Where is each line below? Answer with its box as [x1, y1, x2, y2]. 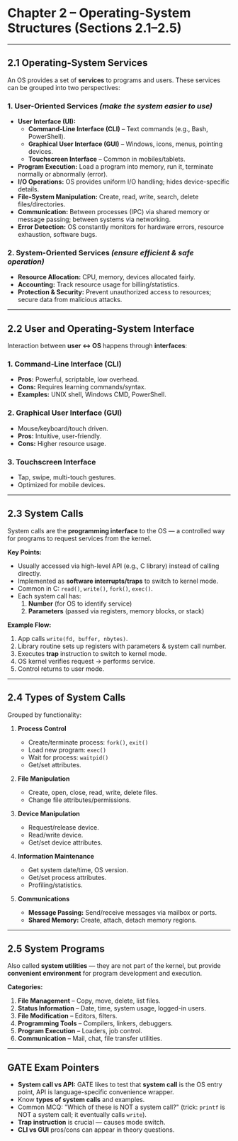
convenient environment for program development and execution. [7, 969, 203, 978]
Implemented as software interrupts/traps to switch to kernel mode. [17, 577, 219, 585]
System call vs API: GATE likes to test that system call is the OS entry [17, 1080, 223, 1089]
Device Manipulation [17, 809, 80, 818]
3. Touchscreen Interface [7, 457, 96, 467]
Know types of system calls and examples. [17, 1096, 145, 1104]
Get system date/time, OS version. [28, 865, 129, 874]
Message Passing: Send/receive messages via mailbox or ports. [28, 908, 217, 916]
